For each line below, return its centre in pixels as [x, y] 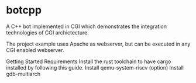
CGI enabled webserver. [35, 50]
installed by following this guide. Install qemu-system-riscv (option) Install [95, 67]
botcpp [24, 10]
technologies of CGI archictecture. [47, 32]
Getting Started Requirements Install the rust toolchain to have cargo [89, 61]
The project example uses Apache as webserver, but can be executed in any [98, 44]
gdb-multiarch [23, 74]
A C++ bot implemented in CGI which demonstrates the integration [86, 26]
